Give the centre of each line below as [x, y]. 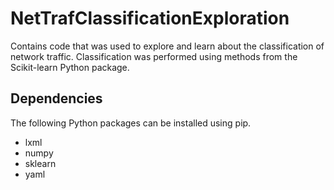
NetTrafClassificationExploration [150, 18]
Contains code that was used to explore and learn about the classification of [167, 46]
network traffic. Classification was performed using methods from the [154, 56]
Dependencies [56, 98]
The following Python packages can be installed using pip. [131, 123]
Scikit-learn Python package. [70, 67]
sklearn [40, 163]
